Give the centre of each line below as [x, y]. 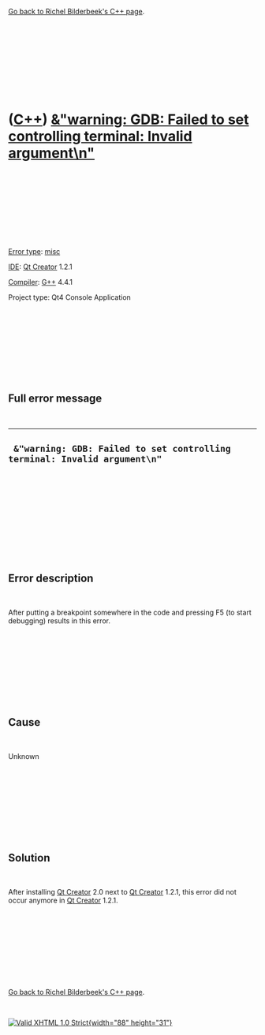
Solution [29, 858]
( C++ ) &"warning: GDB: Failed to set [129, 120]
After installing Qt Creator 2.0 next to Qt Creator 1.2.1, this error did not [122, 892]
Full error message [55, 399]
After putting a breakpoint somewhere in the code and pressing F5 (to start [130, 613]
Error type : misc [34, 251]
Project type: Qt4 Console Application [70, 297]
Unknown [24, 757]
